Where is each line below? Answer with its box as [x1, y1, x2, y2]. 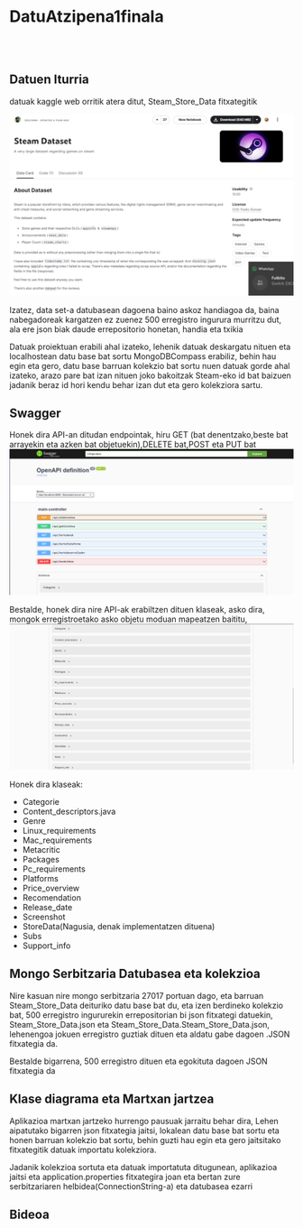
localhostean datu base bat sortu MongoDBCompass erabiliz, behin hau [9, 350, 277, 362]
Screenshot [22, 911, 66, 922]
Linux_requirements [22, 825, 96, 836]
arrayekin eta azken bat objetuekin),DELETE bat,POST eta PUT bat [9, 439, 257, 450]
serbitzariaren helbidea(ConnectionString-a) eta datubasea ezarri [9, 1180, 253, 1192]
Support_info [22, 940, 71, 951]
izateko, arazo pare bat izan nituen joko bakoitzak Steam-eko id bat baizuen [9, 370, 291, 381]
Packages [22, 854, 60, 864]
